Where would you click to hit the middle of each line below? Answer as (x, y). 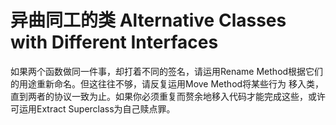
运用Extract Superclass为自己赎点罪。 (97, 108)
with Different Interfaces (114, 42)
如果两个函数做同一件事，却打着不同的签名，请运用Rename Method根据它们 (167, 71)
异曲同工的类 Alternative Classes (148, 20)
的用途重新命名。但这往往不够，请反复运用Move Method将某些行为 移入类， (167, 83)
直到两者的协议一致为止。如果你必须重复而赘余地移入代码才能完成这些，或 (163, 96)
